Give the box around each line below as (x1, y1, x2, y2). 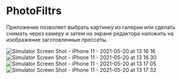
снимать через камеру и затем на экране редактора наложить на (6, 29, 174, 37)
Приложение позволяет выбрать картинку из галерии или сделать (6, 24, 176, 31)
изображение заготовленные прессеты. (6, 36, 108, 43)
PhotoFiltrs (6, 4, 62, 18)
